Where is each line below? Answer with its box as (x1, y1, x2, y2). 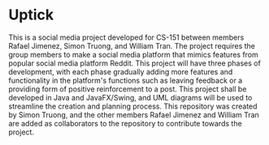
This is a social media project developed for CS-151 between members (8, 32, 245, 42)
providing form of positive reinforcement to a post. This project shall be (8, 83, 247, 94)
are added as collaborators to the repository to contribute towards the (8, 118, 242, 128)
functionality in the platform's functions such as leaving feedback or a (8, 75, 243, 85)
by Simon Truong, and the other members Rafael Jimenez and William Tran (8, 109, 260, 119)
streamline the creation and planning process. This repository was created (8, 101, 258, 111)
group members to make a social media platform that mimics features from (8, 49, 258, 59)
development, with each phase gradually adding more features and (8, 66, 233, 76)
